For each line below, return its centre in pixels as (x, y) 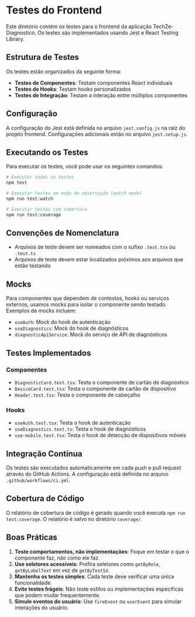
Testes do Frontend (54, 10)
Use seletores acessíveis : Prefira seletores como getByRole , (87, 564)
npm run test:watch (30, 199)
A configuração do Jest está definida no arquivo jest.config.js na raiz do (96, 128)
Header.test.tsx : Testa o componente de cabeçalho (77, 395)
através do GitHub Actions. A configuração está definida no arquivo (87, 474)
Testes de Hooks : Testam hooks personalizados (73, 89)
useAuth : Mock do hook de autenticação (62, 322)
